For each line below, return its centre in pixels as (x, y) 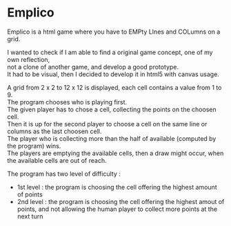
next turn (30, 216)
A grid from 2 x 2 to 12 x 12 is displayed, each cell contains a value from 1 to (114, 87)
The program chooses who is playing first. (67, 102)
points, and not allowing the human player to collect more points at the (117, 209)
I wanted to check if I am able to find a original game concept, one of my (110, 52)
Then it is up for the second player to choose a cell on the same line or (107, 124)
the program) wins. (34, 146)
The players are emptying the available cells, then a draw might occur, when (115, 153)
